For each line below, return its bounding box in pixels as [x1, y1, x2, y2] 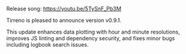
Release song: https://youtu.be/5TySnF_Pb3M [6, 5, 122, 12]
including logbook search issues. [6, 41, 89, 48]
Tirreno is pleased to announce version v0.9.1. [6, 17, 122, 23]
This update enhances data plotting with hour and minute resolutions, [6, 28, 181, 35]
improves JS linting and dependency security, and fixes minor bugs [6, 35, 175, 41]
